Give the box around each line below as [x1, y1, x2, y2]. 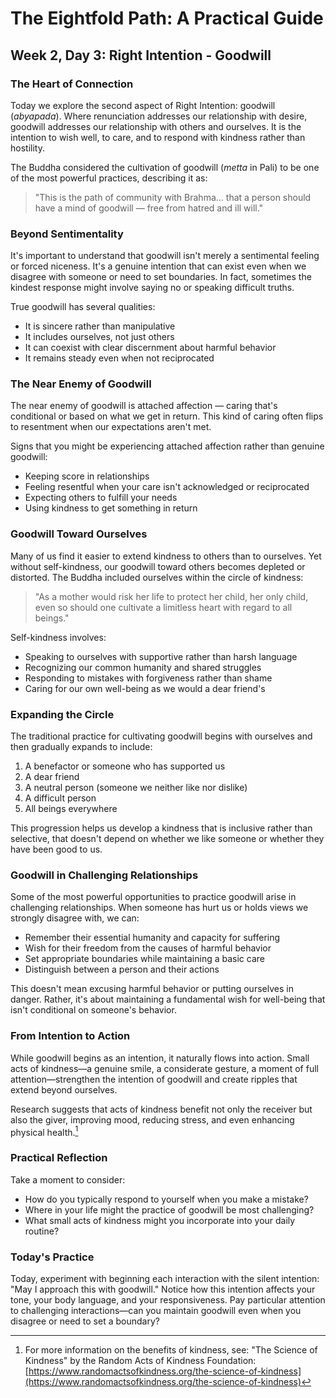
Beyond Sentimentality [10, 227, 124, 241]
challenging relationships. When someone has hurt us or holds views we [10, 902, 309, 914]
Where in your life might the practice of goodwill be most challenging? [24, 1203, 315, 1216]
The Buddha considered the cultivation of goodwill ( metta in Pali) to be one [10, 161, 320, 173]
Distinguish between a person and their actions [24, 963, 220, 976]
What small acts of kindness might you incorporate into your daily [24, 1214, 296, 1226]
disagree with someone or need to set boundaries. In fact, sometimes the [10, 271, 312, 283]
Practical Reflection [10, 1151, 108, 1165]
